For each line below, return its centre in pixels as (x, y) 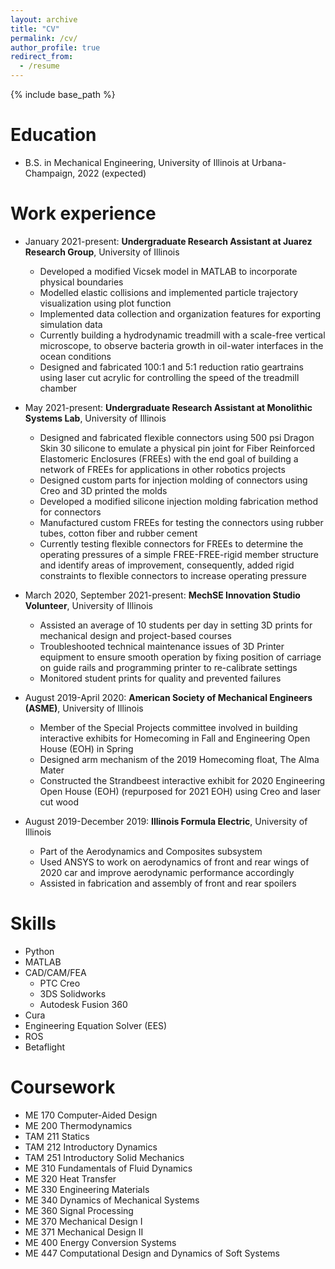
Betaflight (45, 1047)
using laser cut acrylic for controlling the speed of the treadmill (169, 377)
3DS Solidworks (73, 993)
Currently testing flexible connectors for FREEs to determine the (171, 543)
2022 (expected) (112, 173)
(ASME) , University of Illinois (84, 708)
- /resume (39, 66)
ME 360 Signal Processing (79, 1210)
